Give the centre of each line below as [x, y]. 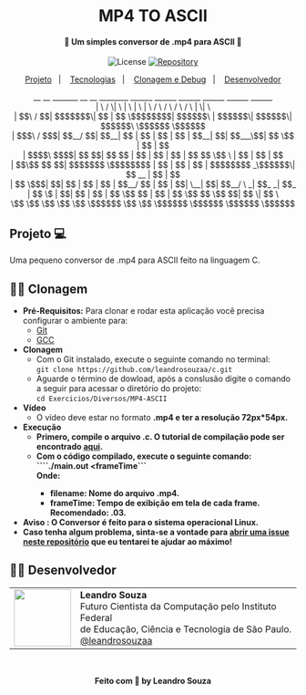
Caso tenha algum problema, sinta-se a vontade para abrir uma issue [156, 532]
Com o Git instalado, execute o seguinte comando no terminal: [153, 359]
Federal [97, 617]
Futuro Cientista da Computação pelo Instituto [178, 606]
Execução [42, 427]
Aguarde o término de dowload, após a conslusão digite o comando [163, 379]
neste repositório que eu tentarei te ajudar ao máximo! [127, 542]
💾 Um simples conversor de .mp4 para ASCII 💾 [153, 41]
